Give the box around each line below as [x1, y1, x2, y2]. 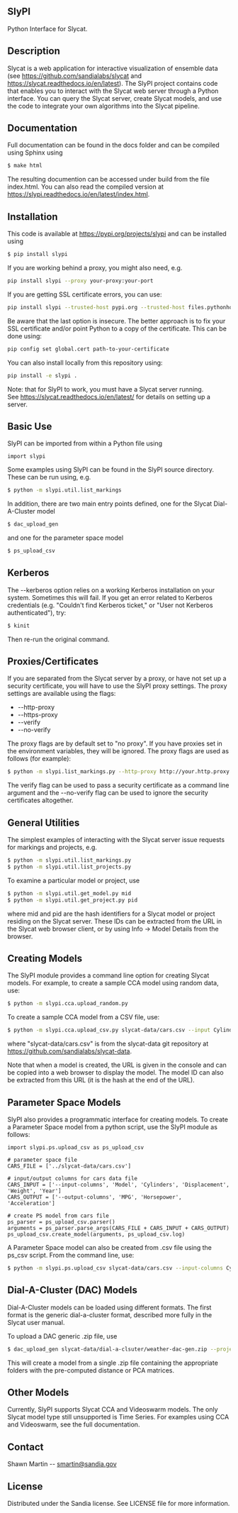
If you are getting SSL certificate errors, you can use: [7, 290, 162, 299]
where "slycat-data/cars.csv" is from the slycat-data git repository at [7, 1039, 209, 1048]
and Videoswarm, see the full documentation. [7, 1420, 140, 1429]
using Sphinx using [7, 148, 63, 157]
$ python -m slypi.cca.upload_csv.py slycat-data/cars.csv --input [7, 1026, 211, 1034]
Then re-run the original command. [7, 635, 110, 643]
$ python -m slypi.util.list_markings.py [7, 857, 132, 864]
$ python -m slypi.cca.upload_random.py [7, 1000, 129, 1007]
